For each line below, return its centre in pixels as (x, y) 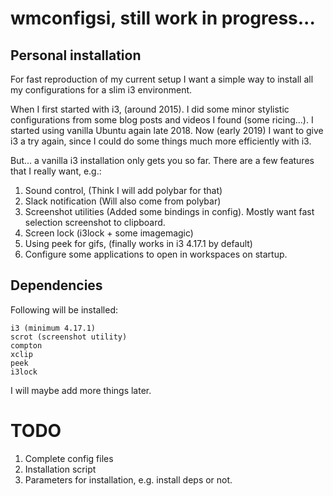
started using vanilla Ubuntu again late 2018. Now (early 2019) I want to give (167, 130)
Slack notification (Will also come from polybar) (123, 201)
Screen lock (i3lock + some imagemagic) (109, 233)
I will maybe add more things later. (81, 390)
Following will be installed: (64, 309)
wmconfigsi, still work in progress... (163, 18)
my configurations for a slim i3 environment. (101, 90)
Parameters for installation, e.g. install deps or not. (128, 479)
